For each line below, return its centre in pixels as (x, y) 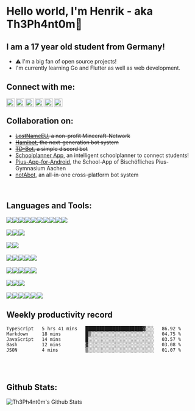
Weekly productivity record (59, 315)
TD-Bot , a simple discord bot (51, 148)
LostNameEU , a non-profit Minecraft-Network (73, 136)
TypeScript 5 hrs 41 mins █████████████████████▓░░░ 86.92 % (94, 329)
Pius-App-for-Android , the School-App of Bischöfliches (84, 162)
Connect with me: (41, 87)
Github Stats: (32, 387)
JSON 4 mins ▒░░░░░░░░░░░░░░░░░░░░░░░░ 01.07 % (94, 350)
